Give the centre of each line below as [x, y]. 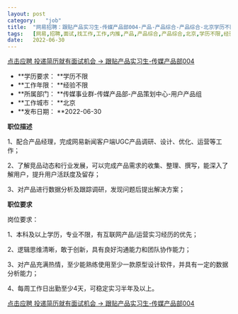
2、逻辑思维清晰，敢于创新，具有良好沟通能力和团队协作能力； [99, 250]
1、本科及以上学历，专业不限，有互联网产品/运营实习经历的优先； [103, 235]
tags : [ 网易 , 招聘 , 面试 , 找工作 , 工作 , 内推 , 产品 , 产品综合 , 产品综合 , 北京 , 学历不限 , [116, 34]
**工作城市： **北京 [46, 103]
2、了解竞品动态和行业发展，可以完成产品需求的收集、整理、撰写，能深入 [115, 165]
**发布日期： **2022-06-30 [59, 112]
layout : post [27, 14]
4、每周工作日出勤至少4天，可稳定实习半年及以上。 [83, 289]
